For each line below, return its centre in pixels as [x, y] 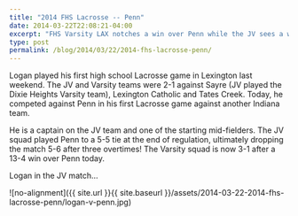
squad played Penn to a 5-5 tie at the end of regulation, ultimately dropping [146, 140]
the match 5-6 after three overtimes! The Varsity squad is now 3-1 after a [142, 149]
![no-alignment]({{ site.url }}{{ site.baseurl [86, 193]
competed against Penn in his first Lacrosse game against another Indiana [145, 104]
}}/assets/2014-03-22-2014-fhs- [224, 193]
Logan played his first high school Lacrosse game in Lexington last [131, 75]
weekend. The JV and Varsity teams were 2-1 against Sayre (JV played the [145, 85]
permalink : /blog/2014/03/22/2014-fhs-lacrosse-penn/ [111, 50]
